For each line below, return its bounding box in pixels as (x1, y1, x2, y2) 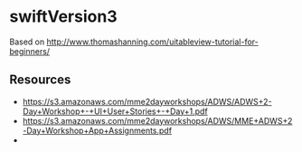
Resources (9, 72, 71, 88)
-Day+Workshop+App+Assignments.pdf (22, 125, 173, 136)
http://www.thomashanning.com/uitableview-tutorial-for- (46, 36, 260, 47)
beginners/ (9, 45, 51, 56)
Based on (9, 36, 45, 47)
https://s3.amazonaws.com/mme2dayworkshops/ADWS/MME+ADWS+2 (22, 115, 293, 126)
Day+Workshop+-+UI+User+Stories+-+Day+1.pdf (22, 106, 208, 117)
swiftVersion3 (9, 6, 118, 27)
